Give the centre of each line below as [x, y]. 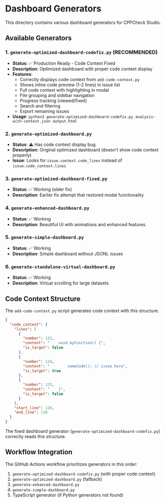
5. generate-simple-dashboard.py [45, 237]
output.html [65, 121]
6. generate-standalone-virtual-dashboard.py [60, 266]
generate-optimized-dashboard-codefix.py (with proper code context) [84, 474]
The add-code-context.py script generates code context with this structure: [82, 311]
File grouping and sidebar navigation [57, 95]
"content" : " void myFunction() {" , [64, 343]
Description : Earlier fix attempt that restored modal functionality [78, 195]
